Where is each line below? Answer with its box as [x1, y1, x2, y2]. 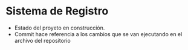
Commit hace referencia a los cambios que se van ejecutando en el [14, 30, 183, 37]
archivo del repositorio [14, 37, 71, 44]
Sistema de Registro [5, 4, 109, 18]
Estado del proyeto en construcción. [14, 24, 105, 31]
